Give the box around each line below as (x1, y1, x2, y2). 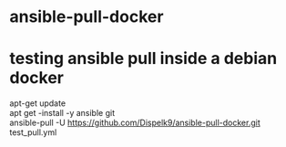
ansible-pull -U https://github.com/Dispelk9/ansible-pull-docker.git (9, 117, 261, 129)
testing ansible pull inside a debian (9, 48, 278, 69)
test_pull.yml (9, 127, 57, 138)
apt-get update (9, 98, 66, 109)
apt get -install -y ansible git (9, 108, 116, 119)
